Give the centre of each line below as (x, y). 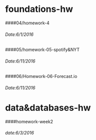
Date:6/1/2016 (19, 34)
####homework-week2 (29, 121)
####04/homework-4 (27, 23)
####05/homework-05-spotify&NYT (43, 50)
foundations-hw (39, 9)
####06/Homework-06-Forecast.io (41, 76)
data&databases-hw (48, 108)
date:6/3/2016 (20, 133)
